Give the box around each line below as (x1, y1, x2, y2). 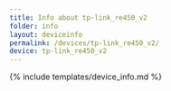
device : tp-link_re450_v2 (9, 47, 107, 56)
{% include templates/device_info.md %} (9, 71, 163, 82)
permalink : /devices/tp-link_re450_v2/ (9, 38, 160, 48)
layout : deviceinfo (9, 30, 83, 39)
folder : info (9, 22, 59, 31)
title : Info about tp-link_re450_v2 (9, 13, 147, 23)
